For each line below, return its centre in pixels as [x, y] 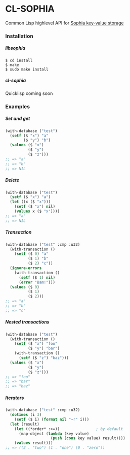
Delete [12, 180]
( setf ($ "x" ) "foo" [36, 344]
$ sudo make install [27, 69]
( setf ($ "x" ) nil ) [35, 207]
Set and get [18, 119]
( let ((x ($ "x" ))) [30, 202]
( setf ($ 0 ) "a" [32, 254]
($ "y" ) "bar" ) [44, 348]
